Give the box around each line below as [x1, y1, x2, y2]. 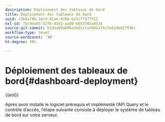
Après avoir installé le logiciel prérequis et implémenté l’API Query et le [5, 101, 149, 107]
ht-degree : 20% [5, 40, 37, 44]
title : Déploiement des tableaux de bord [5, 12, 92, 17]
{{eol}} [5, 92, 19, 98]
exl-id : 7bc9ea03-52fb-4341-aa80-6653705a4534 [5, 21, 103, 26]
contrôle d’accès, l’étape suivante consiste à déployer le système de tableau [5, 107, 161, 113]
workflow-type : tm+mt [5, 30, 50, 35]
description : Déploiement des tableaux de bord [5, 7, 105, 12]
